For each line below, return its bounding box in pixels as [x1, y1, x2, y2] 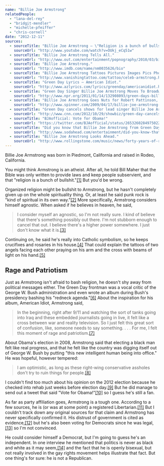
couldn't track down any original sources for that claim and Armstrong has [5, 409, 155, 415]
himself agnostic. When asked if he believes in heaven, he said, [5, 202, 133, 208]
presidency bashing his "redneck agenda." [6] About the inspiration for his [5, 295, 153, 301]
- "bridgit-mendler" [9, 20, 51, 26]
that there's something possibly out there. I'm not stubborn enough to [17, 217, 157, 223]
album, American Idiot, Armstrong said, [5, 300, 84, 305]
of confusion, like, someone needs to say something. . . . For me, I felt [17, 325, 157, 331]
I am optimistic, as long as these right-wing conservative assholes [17, 365, 150, 370]
